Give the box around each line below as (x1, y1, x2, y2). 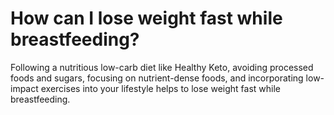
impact (10, 82, 39, 94)
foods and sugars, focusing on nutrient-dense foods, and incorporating (10, 72, 304, 84)
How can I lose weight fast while (10, 7, 283, 30)
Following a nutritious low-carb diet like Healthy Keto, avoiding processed (10, 61, 314, 73)
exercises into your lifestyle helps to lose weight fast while (40, 82, 282, 94)
